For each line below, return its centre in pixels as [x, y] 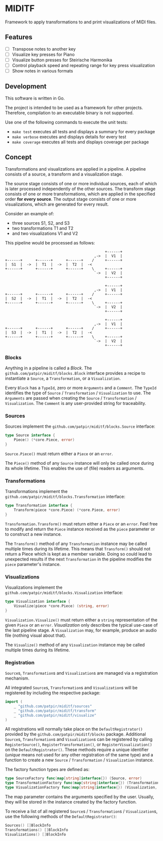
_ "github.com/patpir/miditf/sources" [53, 706]
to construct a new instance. [33, 534]
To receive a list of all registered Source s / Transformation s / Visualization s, [81, 811]
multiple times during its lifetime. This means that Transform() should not [78, 549]
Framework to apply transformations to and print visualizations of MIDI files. [81, 22]
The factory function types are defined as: [47, 770]
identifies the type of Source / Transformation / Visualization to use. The [78, 393]
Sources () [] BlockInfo [28, 825]
